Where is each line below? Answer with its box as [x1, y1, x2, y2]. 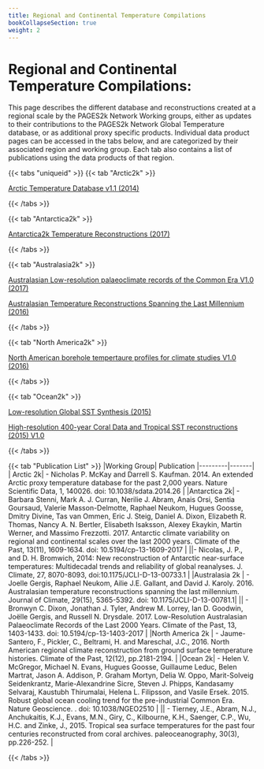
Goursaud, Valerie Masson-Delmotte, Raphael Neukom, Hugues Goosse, [8, 503, 244, 513]
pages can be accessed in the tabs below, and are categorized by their [8, 136, 239, 146]
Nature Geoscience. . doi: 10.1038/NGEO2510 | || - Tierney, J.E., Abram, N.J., [8, 704, 257, 714]
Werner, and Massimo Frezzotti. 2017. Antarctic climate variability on [8, 529, 230, 538]
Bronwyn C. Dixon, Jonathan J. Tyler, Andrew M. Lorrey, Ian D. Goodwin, [8, 604, 244, 613]
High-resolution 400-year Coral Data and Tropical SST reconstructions [8, 422, 238, 432]
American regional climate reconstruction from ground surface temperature [8, 645, 254, 655]
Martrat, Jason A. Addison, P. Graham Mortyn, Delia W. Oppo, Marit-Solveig [8, 671, 254, 680]
